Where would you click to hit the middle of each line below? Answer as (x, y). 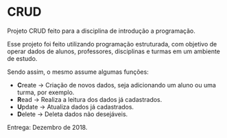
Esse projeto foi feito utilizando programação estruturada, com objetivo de (112, 44)
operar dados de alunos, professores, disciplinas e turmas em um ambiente (114, 51)
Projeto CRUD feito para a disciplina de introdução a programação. (101, 31)
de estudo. (22, 58)
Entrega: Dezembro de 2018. (47, 127)
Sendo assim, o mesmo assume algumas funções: (78, 72)
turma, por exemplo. (46, 92)
